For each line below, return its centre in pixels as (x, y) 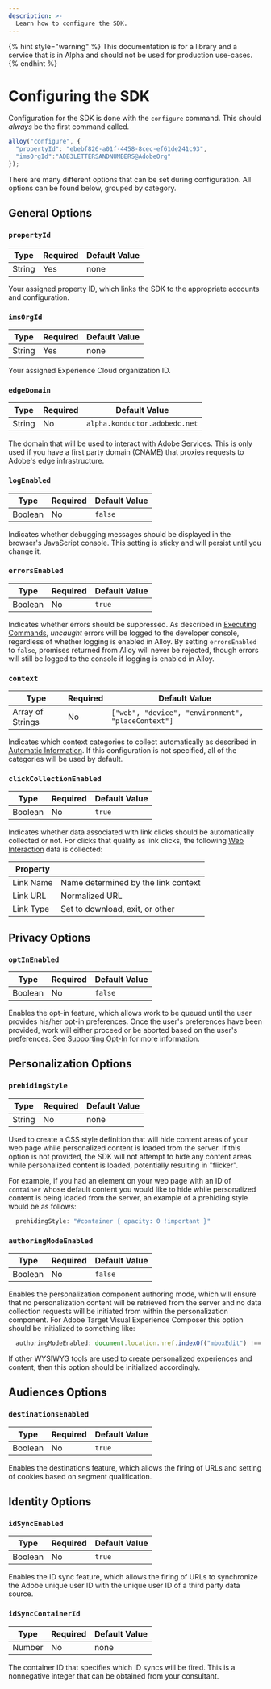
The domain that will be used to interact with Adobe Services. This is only (130, 443)
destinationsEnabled (49, 1414)
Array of (28, 712)
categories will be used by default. (66, 759)
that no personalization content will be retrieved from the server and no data (135, 1302)
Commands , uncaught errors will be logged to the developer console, (124, 633)
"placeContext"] (142, 721)
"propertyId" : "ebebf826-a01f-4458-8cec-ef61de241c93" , (111, 149)
